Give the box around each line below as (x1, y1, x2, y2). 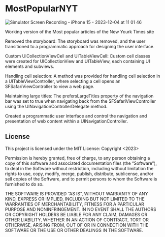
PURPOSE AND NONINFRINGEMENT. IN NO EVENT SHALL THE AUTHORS (5, 206, 157, 212)
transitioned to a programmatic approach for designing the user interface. (5, 43, 155, 49)
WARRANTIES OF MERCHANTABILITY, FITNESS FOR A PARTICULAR (5, 201, 144, 207)
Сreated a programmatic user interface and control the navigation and (5, 113, 147, 118)
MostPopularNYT (5, 3, 78, 14)
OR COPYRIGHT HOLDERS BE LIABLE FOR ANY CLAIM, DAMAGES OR (5, 211, 148, 217)
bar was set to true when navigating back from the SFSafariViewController (5, 98, 156, 104)
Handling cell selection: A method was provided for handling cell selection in (5, 73, 161, 79)
